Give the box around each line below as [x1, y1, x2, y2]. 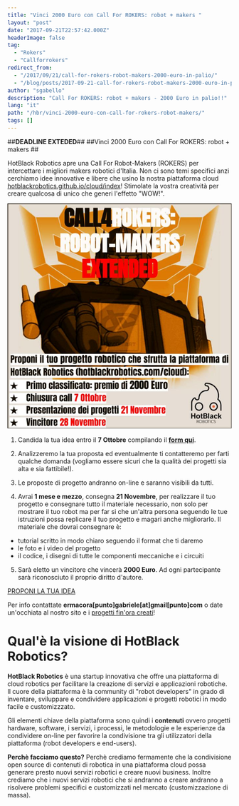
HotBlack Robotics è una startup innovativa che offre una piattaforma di [7, 672, 219, 680]
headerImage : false [7, 34, 65, 41]
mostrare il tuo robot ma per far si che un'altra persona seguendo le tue [17, 507, 228, 515]
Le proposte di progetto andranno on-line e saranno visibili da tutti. [17, 478, 214, 487]
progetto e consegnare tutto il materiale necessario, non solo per [17, 500, 208, 508]
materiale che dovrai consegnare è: [17, 522, 122, 531]
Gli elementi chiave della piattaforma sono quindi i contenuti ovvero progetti [7, 716, 231, 725]
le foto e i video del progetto [17, 543, 101, 553]
